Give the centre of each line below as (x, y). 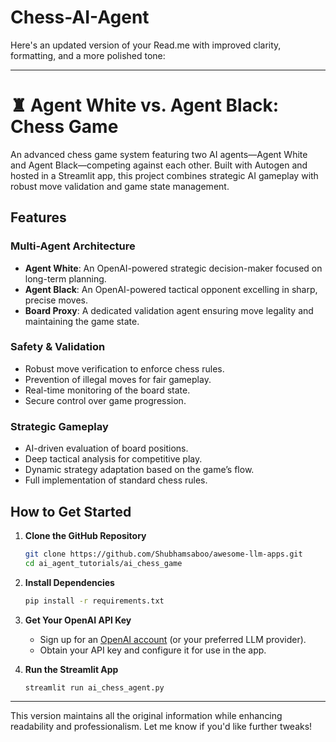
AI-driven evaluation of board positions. (106, 448)
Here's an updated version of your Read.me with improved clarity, (146, 45)
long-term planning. (65, 278)
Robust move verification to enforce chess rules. (124, 368)
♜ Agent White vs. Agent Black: (145, 105)
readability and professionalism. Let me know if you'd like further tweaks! (161, 727)
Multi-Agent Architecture (73, 246)
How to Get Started (71, 511)
